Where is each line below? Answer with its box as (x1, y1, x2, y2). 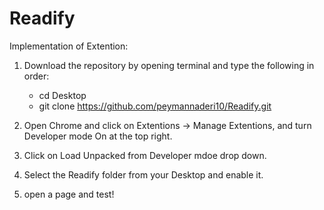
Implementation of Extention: (9, 40, 129, 52)
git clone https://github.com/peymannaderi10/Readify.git (38, 100, 272, 112)
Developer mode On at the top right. (23, 130, 173, 142)
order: (23, 70, 50, 82)
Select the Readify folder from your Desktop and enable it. (23, 168, 264, 181)
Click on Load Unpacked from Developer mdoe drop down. (23, 149, 267, 161)
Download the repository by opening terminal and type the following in (23, 59, 315, 71)
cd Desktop (38, 89, 87, 101)
